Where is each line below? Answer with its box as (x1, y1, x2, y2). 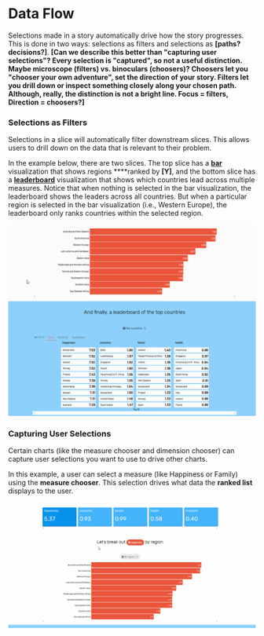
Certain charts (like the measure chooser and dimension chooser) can (8, 446, 235, 455)
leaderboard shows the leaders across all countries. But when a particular (8, 192, 247, 201)
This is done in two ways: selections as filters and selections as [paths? (8, 38, 241, 48)
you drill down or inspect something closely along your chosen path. (8, 80, 237, 90)
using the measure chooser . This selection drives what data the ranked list (8, 478, 253, 488)
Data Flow (8, 5, 75, 23)
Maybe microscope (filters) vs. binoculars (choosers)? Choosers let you (8, 64, 249, 73)
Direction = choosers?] (8, 97, 85, 107)
